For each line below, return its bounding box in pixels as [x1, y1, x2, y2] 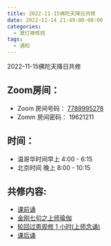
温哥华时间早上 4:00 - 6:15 [17, 155, 93, 163]
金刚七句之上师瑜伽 [17, 214, 72, 222]
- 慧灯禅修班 [13, 29, 46, 37]
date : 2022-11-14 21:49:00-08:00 [7, 17, 103, 24]
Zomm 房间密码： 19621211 [17, 112, 94, 121]
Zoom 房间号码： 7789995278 [17, 104, 104, 112]
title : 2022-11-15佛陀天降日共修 [7, 10, 96, 17]
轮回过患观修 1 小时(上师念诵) [17, 222, 101, 231]
